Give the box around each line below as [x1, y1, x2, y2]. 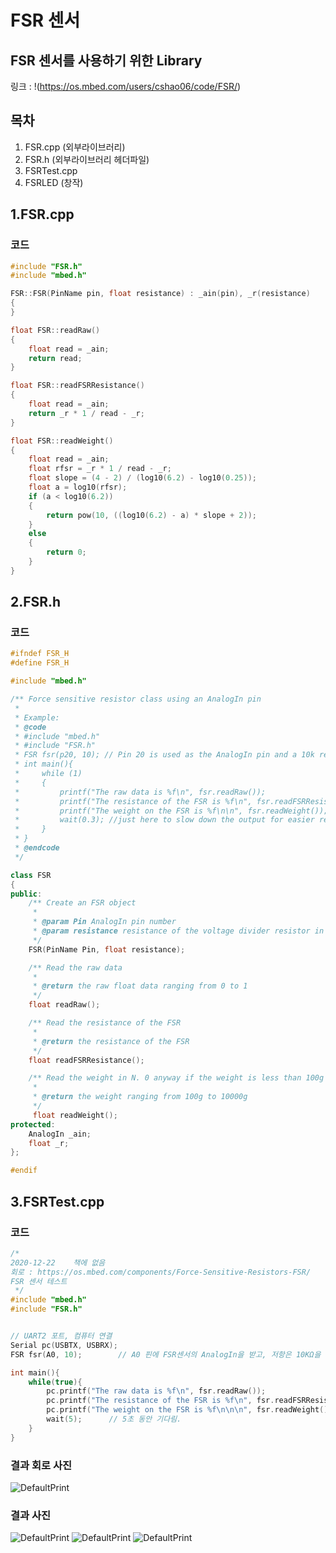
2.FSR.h [10, 594, 62, 611]
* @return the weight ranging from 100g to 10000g [32, 1092, 248, 1102]
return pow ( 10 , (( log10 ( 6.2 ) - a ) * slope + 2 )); [46, 510, 257, 520]
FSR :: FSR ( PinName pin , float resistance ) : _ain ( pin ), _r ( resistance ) [10, 289, 311, 299]
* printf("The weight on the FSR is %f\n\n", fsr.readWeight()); [14, 806, 329, 816]
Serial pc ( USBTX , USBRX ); [10, 1340, 118, 1350]
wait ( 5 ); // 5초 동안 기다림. [46, 1414, 182, 1424]
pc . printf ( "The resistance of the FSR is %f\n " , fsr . [46, 1396, 275, 1406]
